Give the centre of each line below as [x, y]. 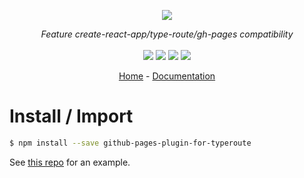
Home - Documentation [167, 76]
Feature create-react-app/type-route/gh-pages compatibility [167, 34]
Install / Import [71, 116]
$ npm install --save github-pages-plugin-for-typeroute [130, 143]
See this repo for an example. [70, 162]
